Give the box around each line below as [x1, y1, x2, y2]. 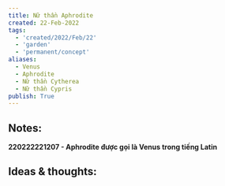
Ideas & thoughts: [8, 165, 97, 178]
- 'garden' [15, 41, 51, 49]
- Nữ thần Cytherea [15, 77, 80, 85]
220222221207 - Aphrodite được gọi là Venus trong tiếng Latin [8, 143, 218, 152]
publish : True [8, 92, 55, 100]
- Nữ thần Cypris [15, 84, 73, 93]
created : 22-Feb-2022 [8, 19, 80, 27]
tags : [8, 26, 26, 34]
